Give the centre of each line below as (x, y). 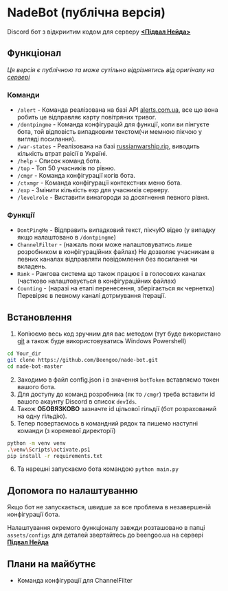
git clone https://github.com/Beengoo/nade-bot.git (82, 360)
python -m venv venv (37, 443)
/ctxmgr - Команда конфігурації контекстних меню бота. (99, 183)
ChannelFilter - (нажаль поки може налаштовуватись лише (104, 244)
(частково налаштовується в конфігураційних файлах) (96, 281)
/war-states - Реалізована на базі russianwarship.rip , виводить (109, 146)
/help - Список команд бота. (59, 161)
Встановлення (39, 317)
